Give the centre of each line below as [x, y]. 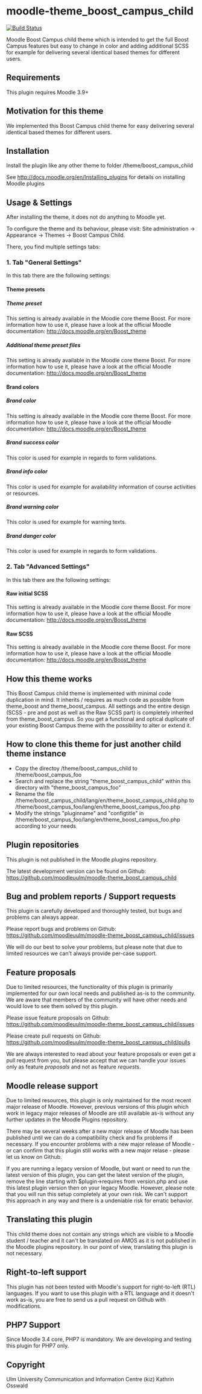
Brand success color [33, 443]
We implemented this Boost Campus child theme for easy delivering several [100, 125]
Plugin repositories [43, 845]
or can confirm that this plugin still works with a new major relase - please [98, 1150]
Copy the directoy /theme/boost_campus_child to [76, 768]
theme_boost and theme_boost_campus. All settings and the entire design [98, 706]
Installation [28, 151]
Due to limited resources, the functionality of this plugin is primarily [90, 987]
